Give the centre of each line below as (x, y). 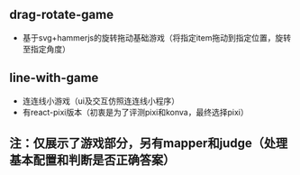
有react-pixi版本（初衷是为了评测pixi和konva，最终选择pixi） (136, 112)
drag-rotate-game (62, 15)
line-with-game (54, 78)
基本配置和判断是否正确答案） (92, 160)
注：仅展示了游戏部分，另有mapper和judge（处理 (149, 143)
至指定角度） (46, 49)
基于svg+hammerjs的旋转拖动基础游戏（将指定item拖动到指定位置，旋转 (156, 37)
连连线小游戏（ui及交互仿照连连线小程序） (101, 101)
